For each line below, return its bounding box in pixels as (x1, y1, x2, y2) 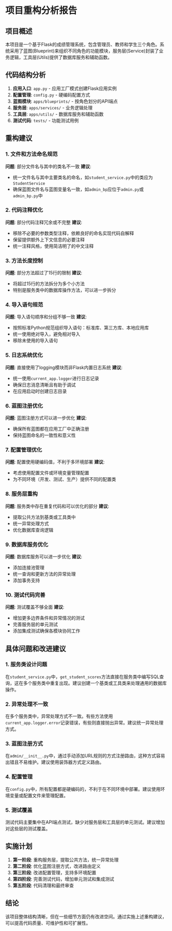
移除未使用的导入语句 (12, 338, 58, 344)
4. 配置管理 (5, 773, 33, 780)
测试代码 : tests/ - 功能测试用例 (12, 117, 79, 123)
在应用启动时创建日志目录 (12, 388, 67, 394)
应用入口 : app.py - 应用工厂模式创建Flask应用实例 (12, 85, 117, 91)
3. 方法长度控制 (5, 257, 44, 264)
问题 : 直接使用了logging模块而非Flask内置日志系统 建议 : (5, 364, 123, 370)
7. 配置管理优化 (5, 446, 42, 453)
